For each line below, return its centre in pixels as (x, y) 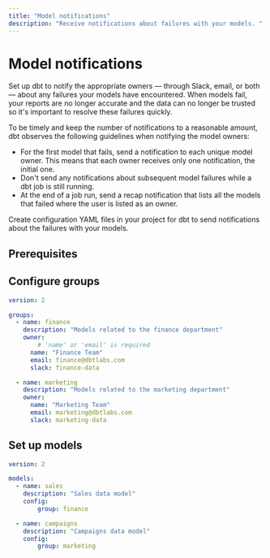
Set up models (45, 446)
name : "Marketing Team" (70, 405)
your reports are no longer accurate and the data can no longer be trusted (132, 103)
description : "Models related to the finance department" (123, 330)
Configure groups (54, 281)
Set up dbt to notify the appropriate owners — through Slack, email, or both (134, 86)
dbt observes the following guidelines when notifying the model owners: (129, 136)
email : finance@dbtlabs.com (77, 360)
